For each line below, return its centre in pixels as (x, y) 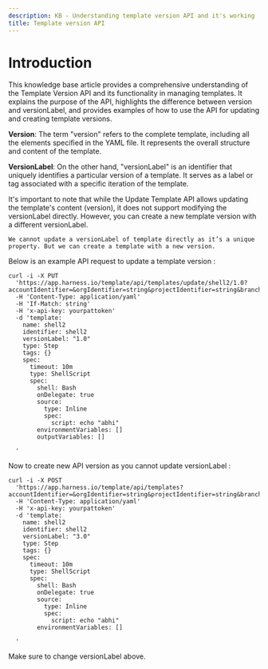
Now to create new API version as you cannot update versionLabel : (120, 466)
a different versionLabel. (48, 225)
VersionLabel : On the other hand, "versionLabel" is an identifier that (120, 167)
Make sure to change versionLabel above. (77, 656)
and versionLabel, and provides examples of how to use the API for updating (134, 110)
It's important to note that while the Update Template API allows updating (128, 199)
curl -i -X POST (35, 481)
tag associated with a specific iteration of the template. (99, 184)
